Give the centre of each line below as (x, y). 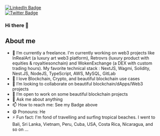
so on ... (20, 129)
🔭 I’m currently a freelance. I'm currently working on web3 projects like (83, 52)
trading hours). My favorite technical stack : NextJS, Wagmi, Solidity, (81, 68)
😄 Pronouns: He (29, 112)
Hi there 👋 (17, 25)
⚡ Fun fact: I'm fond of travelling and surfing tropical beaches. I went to (84, 117)
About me (20, 41)
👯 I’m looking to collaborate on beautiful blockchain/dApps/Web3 (77, 84)
